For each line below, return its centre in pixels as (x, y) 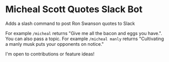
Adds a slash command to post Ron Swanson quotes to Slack (70, 23)
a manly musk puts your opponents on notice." (55, 44)
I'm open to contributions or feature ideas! (50, 54)
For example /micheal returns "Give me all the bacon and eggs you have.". (84, 33)
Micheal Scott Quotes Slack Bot (74, 9)
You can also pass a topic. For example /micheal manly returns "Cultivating (85, 39)
